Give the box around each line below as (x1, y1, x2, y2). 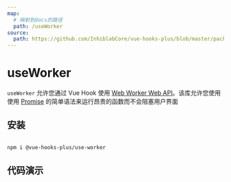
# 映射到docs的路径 (13, 16, 63, 23)
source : (7, 29, 30, 36)
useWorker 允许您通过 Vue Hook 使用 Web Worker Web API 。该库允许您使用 (7, 89, 221, 97)
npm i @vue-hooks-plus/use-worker (7, 144, 107, 151)
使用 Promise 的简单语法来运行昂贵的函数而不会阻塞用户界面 (7, 98, 179, 106)
